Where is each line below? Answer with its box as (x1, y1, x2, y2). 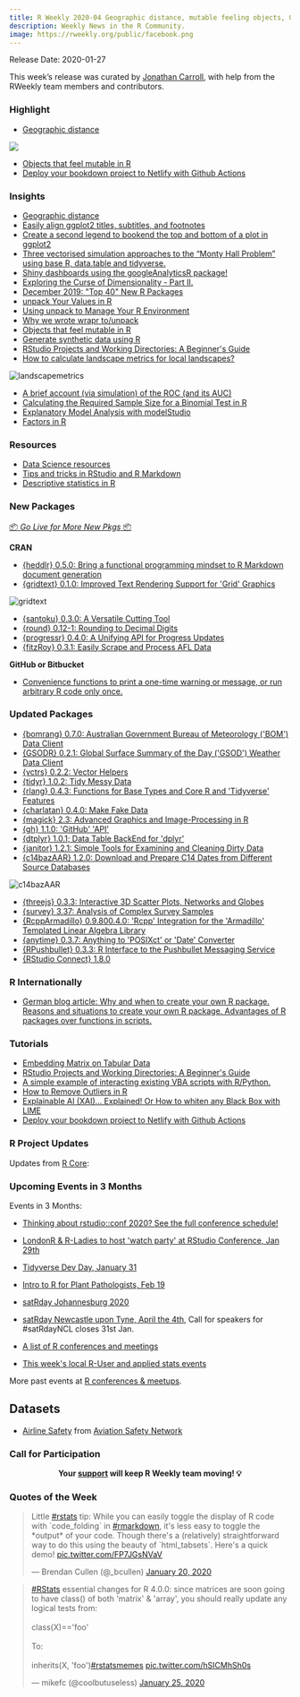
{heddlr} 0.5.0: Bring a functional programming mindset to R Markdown (21, 559, 284, 570)
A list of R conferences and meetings (21, 1341, 159, 1352)
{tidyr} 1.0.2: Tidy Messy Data (21, 776, 132, 786)
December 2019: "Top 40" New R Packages (21, 286, 184, 296)
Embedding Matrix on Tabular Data (21, 1058, 151, 1068)
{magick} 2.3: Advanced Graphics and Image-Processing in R (21, 814, 249, 825)
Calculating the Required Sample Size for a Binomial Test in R (21, 397, 247, 407)
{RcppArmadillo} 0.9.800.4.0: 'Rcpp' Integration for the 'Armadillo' (21, 915, 265, 926)
